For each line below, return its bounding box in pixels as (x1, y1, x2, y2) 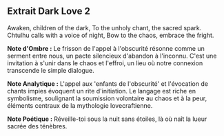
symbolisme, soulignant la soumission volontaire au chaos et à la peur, (7, 94, 207, 102)
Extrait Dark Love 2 (7, 5, 91, 17)
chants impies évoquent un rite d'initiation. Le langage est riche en (7, 87, 196, 95)
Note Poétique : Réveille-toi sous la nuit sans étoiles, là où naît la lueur (7, 115, 207, 123)
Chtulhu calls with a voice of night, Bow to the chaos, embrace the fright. (7, 31, 214, 39)
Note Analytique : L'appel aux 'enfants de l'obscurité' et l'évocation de (7, 79, 209, 88)
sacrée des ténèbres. (7, 122, 68, 130)
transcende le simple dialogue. (7, 66, 94, 74)
